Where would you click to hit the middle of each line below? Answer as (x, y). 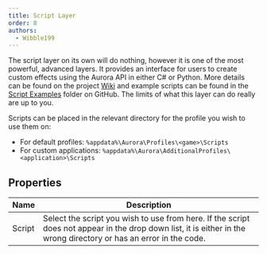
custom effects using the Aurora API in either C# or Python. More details (126, 77)
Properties (35, 183)
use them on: (30, 127)
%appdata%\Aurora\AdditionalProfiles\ (166, 151)
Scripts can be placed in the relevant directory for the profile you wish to (127, 118)
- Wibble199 (35, 38)
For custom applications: (60, 150)
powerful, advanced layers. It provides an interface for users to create (123, 69)
